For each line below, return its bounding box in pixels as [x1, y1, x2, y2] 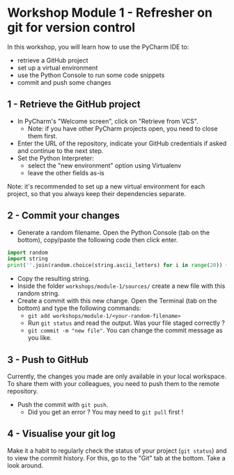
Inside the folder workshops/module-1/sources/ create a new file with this [17, 282, 226, 290]
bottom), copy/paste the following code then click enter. [17, 235, 178, 244]
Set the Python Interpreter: [17, 154, 94, 162]
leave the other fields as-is [27, 168, 104, 177]
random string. [17, 289, 61, 298]
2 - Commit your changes [7, 210, 120, 222]
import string [7, 255, 49, 262]
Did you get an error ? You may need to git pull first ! [27, 408, 184, 416]
